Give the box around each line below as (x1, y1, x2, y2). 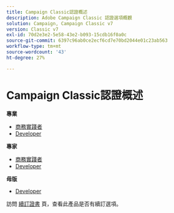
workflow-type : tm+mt (6, 44, 62, 50)
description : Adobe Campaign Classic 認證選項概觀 (6, 15, 132, 21)
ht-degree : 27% (6, 55, 45, 61)
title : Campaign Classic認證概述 (6, 9, 88, 15)
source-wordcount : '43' (6, 49, 67, 55)
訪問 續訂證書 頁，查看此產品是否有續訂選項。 (6, 200, 122, 207)
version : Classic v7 (6, 26, 59, 33)
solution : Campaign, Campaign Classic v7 (6, 20, 114, 26)
